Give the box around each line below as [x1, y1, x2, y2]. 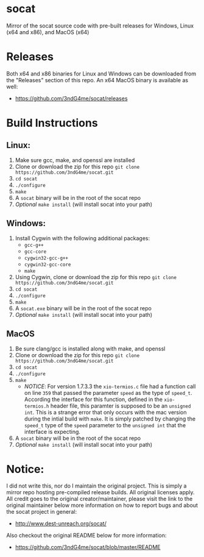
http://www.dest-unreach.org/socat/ [15, 520, 107, 527]
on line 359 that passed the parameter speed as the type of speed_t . [24, 389, 192, 396]
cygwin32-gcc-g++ [24, 255, 69, 261]
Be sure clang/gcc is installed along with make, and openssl [15, 345, 166, 352]
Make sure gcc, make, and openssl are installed [15, 156, 135, 163]
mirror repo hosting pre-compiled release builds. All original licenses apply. [6, 489, 195, 496]
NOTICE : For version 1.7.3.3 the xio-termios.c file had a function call [24, 383, 196, 390]
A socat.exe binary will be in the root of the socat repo [15, 304, 152, 312]
